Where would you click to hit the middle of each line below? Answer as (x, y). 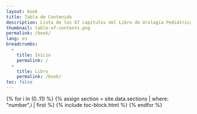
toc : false (19, 82)
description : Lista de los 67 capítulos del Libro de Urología (85, 22)
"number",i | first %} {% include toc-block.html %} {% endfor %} (84, 105)
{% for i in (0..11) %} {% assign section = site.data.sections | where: (87, 99)
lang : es (17, 39)
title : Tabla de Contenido (39, 17)
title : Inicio (34, 55)
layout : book (22, 11)
